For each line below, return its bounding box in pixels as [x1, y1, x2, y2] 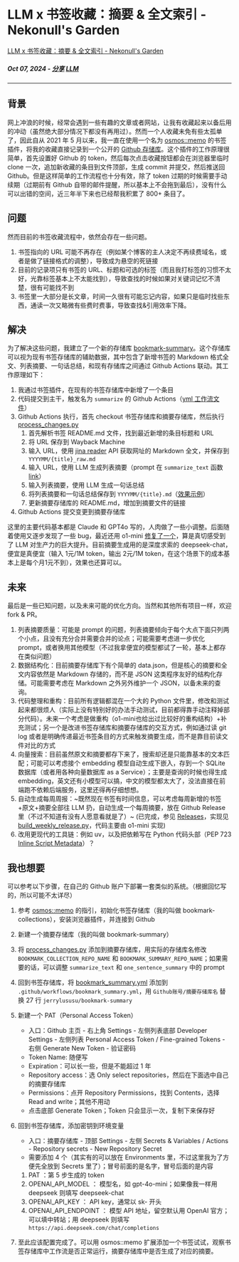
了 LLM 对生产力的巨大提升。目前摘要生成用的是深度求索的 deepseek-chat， [7, 540, 232, 549]
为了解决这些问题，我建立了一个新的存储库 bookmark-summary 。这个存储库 [7, 344, 231, 352]
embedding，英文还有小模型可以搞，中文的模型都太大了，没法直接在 [17, 777, 220, 785]
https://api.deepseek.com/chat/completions [28, 1224, 160, 1231]
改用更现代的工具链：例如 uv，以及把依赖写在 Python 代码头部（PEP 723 [17, 830, 232, 838]
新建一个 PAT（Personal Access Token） [17, 1011, 137, 1019]
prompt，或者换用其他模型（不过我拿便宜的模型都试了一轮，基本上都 [17, 643, 221, 652]
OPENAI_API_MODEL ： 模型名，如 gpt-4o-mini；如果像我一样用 [28, 1179, 218, 1188]
